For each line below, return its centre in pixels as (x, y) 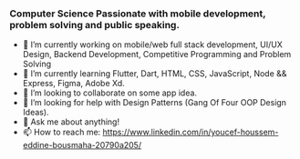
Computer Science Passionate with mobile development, (138, 14)
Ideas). (36, 113)
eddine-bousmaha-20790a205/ (82, 145)
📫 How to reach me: (62, 132)
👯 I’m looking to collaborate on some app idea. (110, 93)
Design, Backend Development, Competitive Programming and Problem (157, 55)
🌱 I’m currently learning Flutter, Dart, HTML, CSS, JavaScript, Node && (155, 74)
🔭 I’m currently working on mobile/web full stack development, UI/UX (152, 45)
